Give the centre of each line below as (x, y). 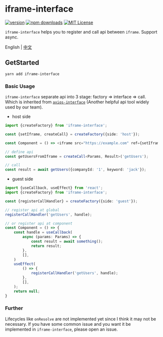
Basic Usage (20, 86)
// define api (19, 152)
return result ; (46, 246)
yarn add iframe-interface (32, 74)
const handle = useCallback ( (43, 232)
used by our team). (24, 107)
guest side (23, 179)
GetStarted (22, 63)
